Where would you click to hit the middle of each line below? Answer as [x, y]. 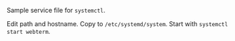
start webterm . [29, 31]
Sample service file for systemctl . [56, 10]
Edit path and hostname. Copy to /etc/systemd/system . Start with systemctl [117, 24]
